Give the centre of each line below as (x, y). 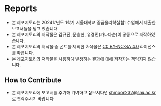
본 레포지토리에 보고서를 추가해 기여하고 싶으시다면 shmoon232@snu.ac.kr (84, 92)
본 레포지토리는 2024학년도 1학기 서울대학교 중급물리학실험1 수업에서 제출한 (84, 22)
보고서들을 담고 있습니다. (35, 28)
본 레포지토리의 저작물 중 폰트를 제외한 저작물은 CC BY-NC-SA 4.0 (75, 46)
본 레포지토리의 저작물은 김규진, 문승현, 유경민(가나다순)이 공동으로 (75, 34)
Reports (21, 8)
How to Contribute (33, 80)
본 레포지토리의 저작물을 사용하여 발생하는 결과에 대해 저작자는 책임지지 (79, 59)
